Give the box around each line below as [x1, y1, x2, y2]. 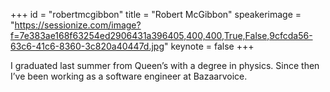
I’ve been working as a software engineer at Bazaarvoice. [10, 70, 248, 82]
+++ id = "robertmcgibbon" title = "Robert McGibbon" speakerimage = [10, 9, 302, 20]
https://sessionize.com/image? [14, 19, 142, 31]
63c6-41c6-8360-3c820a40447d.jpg [10, 40, 165, 52]
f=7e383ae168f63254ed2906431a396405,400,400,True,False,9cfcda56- [10, 30, 313, 41]
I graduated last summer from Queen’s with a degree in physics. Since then [10, 60, 320, 71]
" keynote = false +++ [164, 40, 255, 52]
